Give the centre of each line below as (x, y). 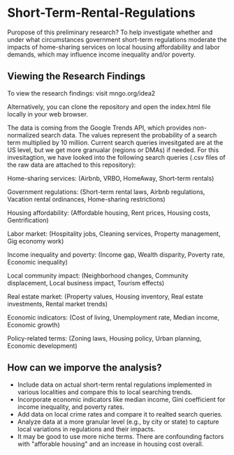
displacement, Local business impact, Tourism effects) (86, 283)
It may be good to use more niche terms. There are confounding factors (120, 436)
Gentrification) (28, 220)
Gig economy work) (36, 241)
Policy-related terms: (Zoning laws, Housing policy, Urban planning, (104, 338)
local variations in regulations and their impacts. (86, 429)
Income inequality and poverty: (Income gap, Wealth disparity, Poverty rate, (116, 254)
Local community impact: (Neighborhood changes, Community (98, 275)
